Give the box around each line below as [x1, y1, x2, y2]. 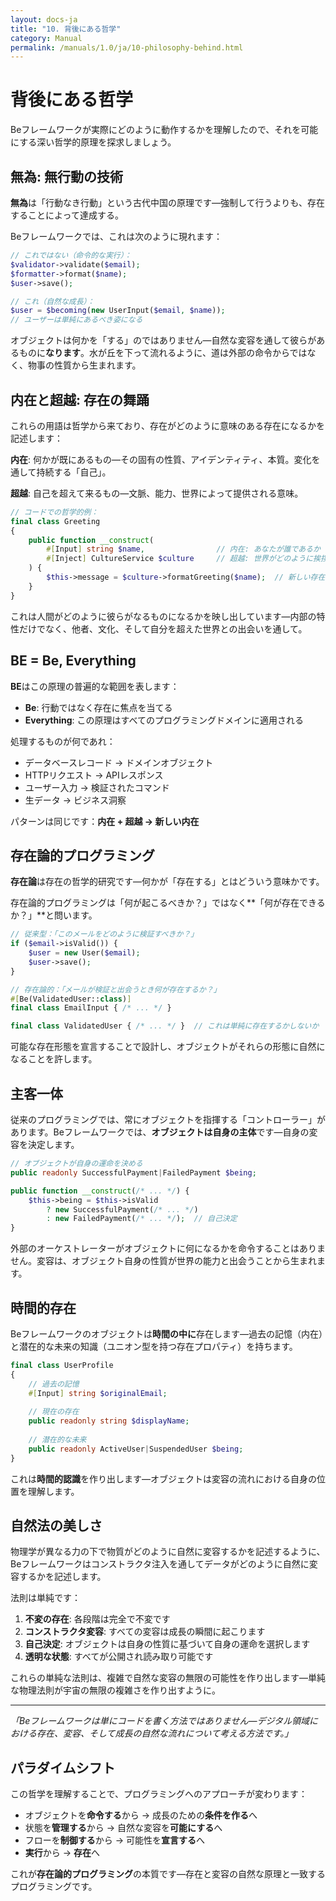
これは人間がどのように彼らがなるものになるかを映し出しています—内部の [10, 610, 317, 622]
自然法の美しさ [10, 1517, 103, 1534]
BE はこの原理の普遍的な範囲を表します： [10, 680, 180, 692]
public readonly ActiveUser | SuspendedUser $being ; [28, 1444, 244, 1454]
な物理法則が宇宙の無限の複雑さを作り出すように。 [10, 1684, 221, 1696]
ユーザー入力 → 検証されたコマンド [24, 781, 170, 793]
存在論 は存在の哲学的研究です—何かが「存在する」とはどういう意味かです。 [10, 876, 325, 888]
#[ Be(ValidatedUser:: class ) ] [10, 994, 132, 1004]
